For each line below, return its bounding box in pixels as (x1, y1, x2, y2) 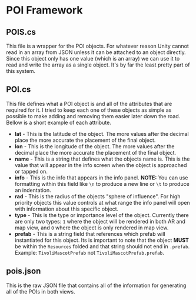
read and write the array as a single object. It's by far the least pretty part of (6, 61, 190, 68)
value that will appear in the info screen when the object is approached (14, 161, 187, 168)
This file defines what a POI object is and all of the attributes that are (6, 100, 172, 107)
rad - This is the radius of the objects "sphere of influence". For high (14, 192, 181, 200)
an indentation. (14, 186, 51, 194)
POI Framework (6, 4, 83, 17)
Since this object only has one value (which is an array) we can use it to (6, 55, 180, 62)
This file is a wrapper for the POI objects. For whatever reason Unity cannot (6, 42, 190, 49)
